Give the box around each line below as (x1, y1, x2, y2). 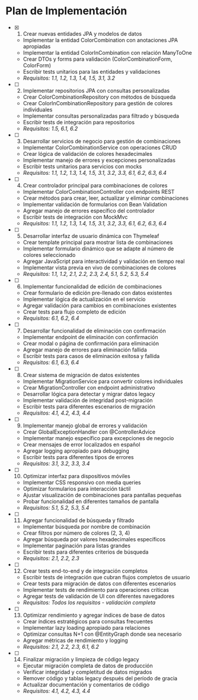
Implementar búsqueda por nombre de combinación (23, 523, 151, 530)
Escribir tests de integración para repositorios (23, 118, 135, 125)
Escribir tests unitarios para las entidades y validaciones (23, 68, 161, 75)
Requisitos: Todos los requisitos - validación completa (23, 599, 156, 606)
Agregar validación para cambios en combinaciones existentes (23, 302, 177, 309)
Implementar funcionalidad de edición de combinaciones (23, 282, 162, 290)
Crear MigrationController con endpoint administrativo (23, 384, 155, 391)
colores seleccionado (23, 251, 76, 258)
